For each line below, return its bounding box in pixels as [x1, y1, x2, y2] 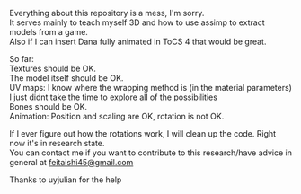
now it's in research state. [9, 138, 105, 148]
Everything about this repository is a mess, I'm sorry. [9, 8, 205, 18]
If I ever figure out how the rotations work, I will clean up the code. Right [9, 128, 277, 138]
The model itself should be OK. [9, 73, 124, 84]
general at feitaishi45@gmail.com [9, 157, 134, 167]
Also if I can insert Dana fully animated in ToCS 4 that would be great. [9, 36, 267, 47]
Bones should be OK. [9, 101, 88, 111]
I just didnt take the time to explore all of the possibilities [9, 92, 218, 102]
